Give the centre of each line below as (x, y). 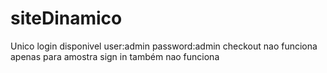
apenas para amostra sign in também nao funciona (115, 56)
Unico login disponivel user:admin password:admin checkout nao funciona (164, 46)
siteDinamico (66, 18)
